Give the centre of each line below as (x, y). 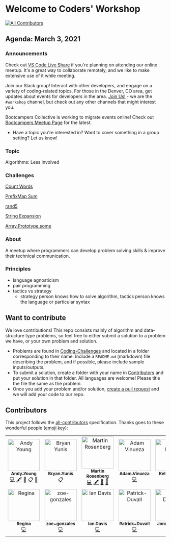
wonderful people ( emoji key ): (37, 428)
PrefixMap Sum (21, 196)
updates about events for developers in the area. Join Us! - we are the (79, 96)
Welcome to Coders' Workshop (73, 9)
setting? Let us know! (35, 138)
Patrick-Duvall (135, 524)
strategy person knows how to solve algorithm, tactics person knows (92, 296)
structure (15, 335)
